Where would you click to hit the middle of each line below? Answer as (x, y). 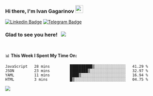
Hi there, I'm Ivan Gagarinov (40, 11)
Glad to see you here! (31, 35)
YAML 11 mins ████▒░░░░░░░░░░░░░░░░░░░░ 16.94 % (77, 75)
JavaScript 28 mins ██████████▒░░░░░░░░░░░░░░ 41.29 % (77, 66)
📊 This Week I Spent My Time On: (41, 55)
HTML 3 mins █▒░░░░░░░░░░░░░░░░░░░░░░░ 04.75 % (77, 79)
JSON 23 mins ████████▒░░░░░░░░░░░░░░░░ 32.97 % (77, 71)
